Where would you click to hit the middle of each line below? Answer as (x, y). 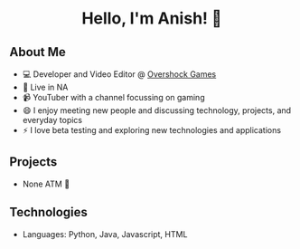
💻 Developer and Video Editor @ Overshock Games (119, 74)
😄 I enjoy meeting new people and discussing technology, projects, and (157, 110)
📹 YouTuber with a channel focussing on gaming (113, 97)
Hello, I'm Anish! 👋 (152, 19)
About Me (37, 52)
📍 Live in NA (45, 87)
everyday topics (52, 120)
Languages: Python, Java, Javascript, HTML (105, 234)
